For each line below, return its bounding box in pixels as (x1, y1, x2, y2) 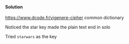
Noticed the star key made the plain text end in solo (5, 24, 111, 30)
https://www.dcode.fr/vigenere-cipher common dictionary (5, 15, 124, 21)
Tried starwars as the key (5, 34, 57, 40)
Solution (5, 4, 23, 10)
